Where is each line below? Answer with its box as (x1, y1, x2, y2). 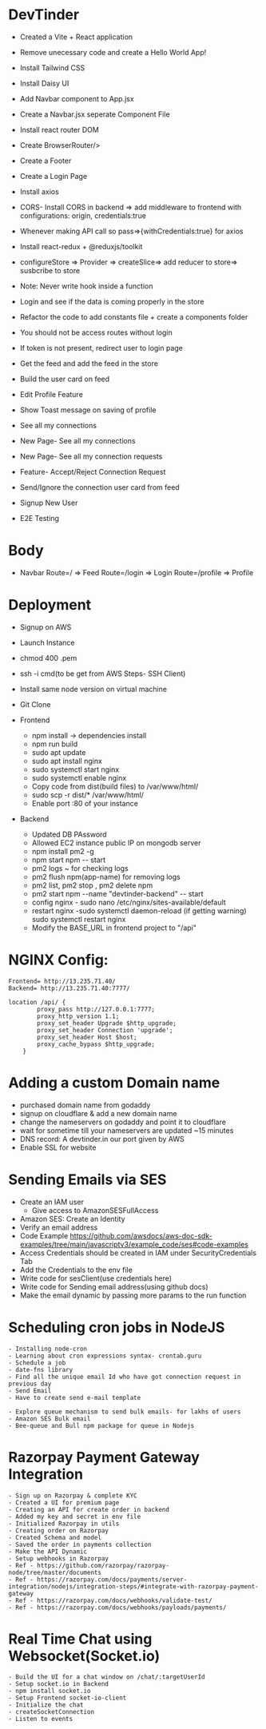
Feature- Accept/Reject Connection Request (19, 467, 166, 476)
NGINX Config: (8, 951, 109, 968)
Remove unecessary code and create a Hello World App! (19, 47, 207, 57)
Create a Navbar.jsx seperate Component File (19, 109, 170, 119)
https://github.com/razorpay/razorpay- (37, 1561, 170, 1569)
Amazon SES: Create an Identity (19, 1214, 125, 1223)
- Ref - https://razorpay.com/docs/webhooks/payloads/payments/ (8, 1604, 227, 1612)
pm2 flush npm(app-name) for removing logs (31, 872, 181, 881)
